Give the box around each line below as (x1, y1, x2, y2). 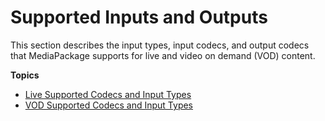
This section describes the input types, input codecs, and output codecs (10, 39, 310, 51)
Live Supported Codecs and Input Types (24, 88, 192, 100)
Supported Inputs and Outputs (10, 6, 268, 29)
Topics (10, 69, 40, 81)
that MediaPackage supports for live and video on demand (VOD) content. (10, 49, 316, 61)
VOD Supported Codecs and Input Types (24, 99, 194, 111)
